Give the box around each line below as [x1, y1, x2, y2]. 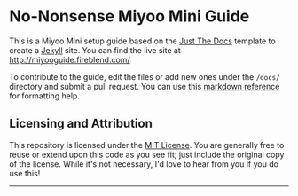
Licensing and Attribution [9, 116, 153, 131]
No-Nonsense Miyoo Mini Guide [9, 6, 250, 27]
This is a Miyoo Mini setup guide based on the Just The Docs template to [9, 35, 277, 46]
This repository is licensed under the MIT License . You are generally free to [9, 139, 285, 150]
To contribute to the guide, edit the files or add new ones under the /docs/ [9, 71, 281, 82]
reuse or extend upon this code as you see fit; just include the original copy [9, 149, 285, 160]
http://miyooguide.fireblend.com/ [9, 54, 130, 65]
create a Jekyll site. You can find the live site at [9, 44, 182, 55]
